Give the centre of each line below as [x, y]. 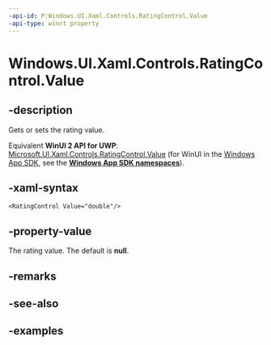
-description [40, 110]
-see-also [34, 303]
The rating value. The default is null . [69, 250]
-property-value [50, 231]
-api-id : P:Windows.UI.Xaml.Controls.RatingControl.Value [108, 16]
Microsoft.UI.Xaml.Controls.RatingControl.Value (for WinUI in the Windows [132, 154]
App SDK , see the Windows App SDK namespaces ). [96, 162]
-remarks [32, 276]
